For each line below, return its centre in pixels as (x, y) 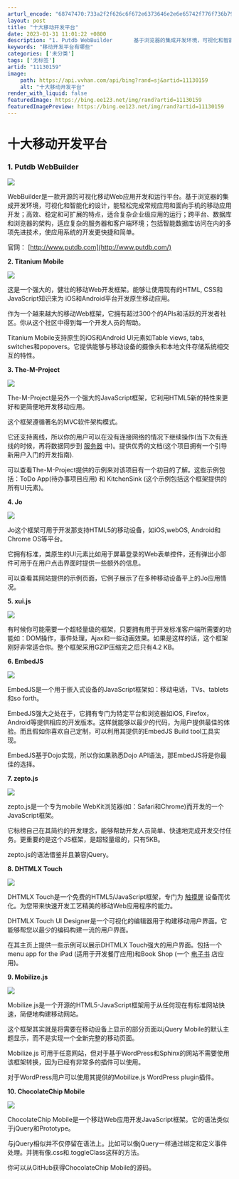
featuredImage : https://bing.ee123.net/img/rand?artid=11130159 (105, 100)
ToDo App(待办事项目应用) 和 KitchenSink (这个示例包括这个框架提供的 (123, 479)
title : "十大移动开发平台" (43, 27)
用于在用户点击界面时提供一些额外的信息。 (82, 563)
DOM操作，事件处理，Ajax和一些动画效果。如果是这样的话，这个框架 (127, 638)
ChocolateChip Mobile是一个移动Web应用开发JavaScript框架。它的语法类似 (118, 1120)
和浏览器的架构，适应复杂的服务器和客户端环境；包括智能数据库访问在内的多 (119, 223)
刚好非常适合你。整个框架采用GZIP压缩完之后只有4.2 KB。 (93, 647)
